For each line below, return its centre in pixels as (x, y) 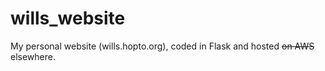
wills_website (68, 18)
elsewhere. (33, 56)
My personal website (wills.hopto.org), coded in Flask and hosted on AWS (162, 46)
